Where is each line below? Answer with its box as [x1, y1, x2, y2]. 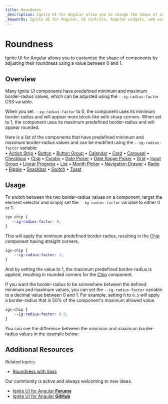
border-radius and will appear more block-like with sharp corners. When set [5, 114, 161, 120]
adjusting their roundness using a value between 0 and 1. [5, 60, 123, 66]
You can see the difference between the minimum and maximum [5, 325, 138, 331]
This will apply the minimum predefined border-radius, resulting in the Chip [5, 233, 160, 239]
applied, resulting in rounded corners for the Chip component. [5, 272, 133, 278]
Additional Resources [5, 345, 73, 354]
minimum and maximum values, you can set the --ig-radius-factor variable [5, 287, 162, 293]
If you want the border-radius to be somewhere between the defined [5, 282, 146, 288]
